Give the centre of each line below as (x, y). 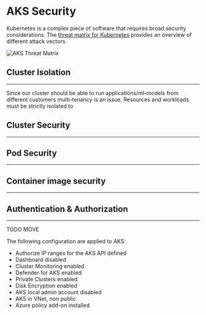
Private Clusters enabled (46, 279)
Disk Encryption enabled (46, 286)
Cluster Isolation (39, 73)
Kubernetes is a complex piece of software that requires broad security (96, 28)
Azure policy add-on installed (52, 305)
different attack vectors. (37, 41)
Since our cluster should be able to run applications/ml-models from (93, 93)
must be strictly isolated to (40, 106)
